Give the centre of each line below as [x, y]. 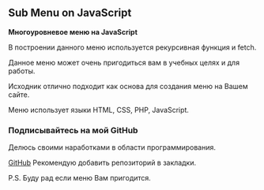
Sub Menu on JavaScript [70, 13]
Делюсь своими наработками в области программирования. [112, 147]
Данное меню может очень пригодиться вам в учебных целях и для [124, 62]
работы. [22, 71]
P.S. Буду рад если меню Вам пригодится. [80, 178]
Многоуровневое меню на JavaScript [73, 32]
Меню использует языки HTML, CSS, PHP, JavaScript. [99, 110]
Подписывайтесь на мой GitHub [73, 130]
